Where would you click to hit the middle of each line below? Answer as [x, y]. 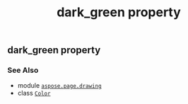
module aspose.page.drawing [59, 86]
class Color [34, 93]
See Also [23, 70]
